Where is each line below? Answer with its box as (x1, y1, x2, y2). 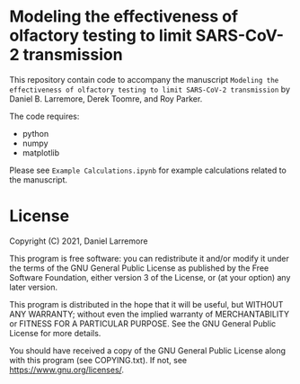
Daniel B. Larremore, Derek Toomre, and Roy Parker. (9, 93, 203, 104)
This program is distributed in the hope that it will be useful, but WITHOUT (9, 299, 284, 309)
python (22, 128, 49, 138)
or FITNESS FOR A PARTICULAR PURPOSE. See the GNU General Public (9, 317, 277, 329)
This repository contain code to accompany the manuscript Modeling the (9, 74, 279, 85)
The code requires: (9, 111, 80, 121)
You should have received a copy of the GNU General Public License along (9, 344, 286, 356)
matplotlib (22, 147, 60, 158)
